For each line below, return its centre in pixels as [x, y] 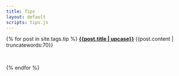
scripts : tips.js [27, 22]
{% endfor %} [23, 68]
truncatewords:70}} [30, 45]
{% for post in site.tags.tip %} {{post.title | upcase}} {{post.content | [90, 39]
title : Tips [21, 11]
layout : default [26, 17]
